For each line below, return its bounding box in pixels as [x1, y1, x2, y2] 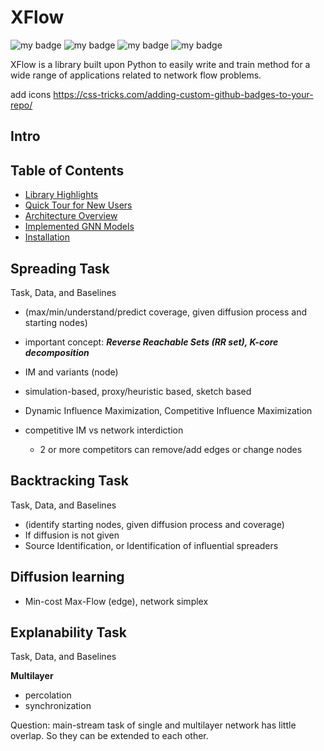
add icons [10, 88, 52, 100]
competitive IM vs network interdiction [24, 424, 184, 436]
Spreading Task [10, 260, 110, 277]
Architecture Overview [24, 210, 118, 222]
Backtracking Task [10, 472, 129, 490]
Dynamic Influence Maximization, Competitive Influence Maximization [24, 404, 313, 416]
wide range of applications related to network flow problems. [10, 69, 262, 81]
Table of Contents [10, 162, 125, 179]
